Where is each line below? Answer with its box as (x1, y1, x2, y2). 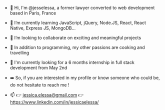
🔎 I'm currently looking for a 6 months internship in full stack (9, 59, 135, 65)
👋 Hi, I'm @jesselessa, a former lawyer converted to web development (9, 5, 155, 10)
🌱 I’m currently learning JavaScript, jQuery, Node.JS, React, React (9, 20, 146, 25)
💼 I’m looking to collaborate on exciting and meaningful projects (9, 35, 141, 40)
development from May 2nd (9, 65, 67, 70)
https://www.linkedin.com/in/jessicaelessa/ (9, 99, 99, 105)
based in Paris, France (9, 10, 56, 16)
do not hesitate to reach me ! (9, 82, 69, 87)
